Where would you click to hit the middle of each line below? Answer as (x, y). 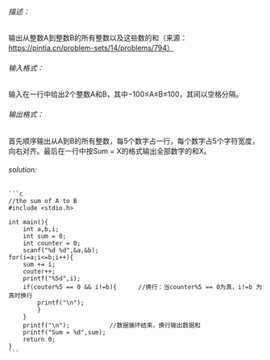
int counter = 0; (52, 243)
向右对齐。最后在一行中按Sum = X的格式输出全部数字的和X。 (110, 151)
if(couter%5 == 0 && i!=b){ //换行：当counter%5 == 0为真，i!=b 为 (143, 287)
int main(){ (28, 222)
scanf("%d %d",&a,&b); (61, 250)
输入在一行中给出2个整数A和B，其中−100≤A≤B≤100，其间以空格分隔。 (126, 94)
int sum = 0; (45, 236)
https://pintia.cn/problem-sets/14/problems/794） (91, 48)
